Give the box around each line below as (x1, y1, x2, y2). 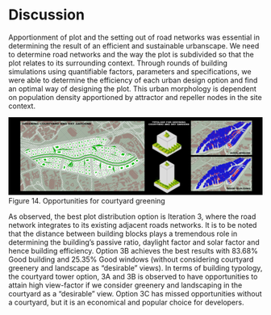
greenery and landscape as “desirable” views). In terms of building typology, (8, 262, 263, 272)
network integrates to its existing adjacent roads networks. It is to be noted (8, 220, 257, 229)
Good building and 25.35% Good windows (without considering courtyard (8, 254, 254, 264)
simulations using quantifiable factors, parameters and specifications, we (8, 66, 252, 76)
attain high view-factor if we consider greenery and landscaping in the (8, 280, 243, 290)
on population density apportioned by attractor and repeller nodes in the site (8, 92, 262, 102)
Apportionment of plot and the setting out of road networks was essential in (8, 32, 261, 42)
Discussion (8, 6, 85, 24)
